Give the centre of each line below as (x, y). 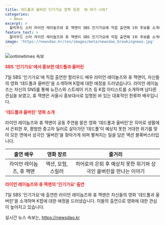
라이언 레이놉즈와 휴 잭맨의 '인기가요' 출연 (45, 184)
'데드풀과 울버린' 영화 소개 (30, 112)
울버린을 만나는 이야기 (121, 171)
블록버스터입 (147, 135)
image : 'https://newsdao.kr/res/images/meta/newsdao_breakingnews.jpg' (80, 42)
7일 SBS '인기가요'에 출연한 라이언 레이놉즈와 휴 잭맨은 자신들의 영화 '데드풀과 (80, 195)
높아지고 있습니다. (27, 207)
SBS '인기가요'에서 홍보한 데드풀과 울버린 (45, 66)
